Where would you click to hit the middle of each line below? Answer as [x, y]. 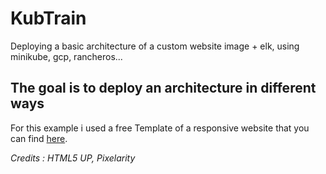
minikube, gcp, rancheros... [66, 56]
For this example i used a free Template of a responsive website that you [160, 128]
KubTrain [48, 18]
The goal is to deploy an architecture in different [163, 88]
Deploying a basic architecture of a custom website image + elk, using [155, 46]
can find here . [39, 138]
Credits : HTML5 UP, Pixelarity [73, 158]
